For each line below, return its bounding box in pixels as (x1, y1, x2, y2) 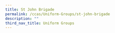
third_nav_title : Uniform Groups (5, 20, 75, 26)
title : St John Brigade (5, 7, 55, 12)
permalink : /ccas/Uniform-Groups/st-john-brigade (5, 12, 111, 16)
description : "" (5, 16, 39, 21)
